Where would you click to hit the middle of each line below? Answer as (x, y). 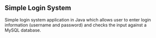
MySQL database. (23, 30)
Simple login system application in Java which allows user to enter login (78, 19)
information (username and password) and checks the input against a (76, 25)
